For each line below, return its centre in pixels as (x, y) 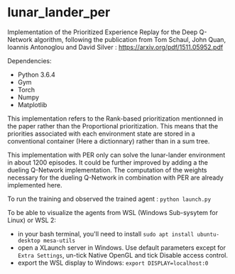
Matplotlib (32, 104)
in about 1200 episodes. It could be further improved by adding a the (108, 162)
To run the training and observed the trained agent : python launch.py (109, 199)
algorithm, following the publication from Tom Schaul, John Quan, (130, 39)
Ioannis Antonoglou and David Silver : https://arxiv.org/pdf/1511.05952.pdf (115, 47)
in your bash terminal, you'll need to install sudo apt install (106, 234)
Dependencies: (29, 60)
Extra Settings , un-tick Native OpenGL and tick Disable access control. (123, 255)
